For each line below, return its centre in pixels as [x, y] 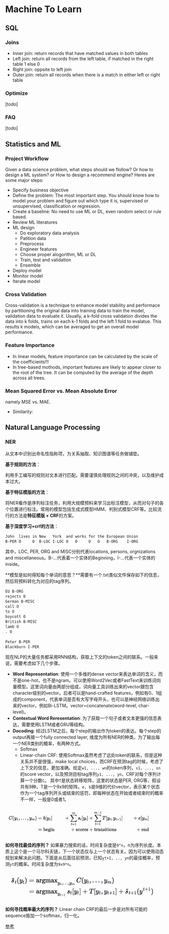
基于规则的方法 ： [23, 464]
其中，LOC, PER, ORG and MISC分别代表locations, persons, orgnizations [80, 551]
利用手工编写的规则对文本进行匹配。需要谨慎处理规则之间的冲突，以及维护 [82, 475]
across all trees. [29, 378]
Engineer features [38, 249]
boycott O [16, 617]
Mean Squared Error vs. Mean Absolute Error [61, 391]
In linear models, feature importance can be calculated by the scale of [85, 356]
